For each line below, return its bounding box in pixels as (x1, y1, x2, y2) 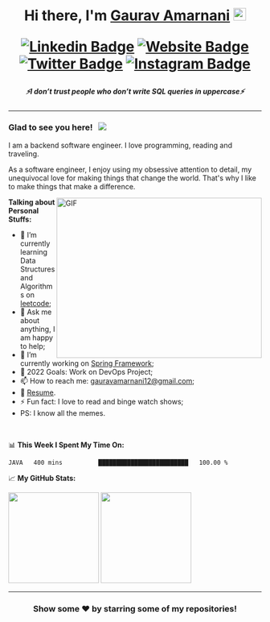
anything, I (19, 324, 55, 334)
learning (19, 247, 48, 256)
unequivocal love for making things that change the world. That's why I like (8, 172, 257, 183)
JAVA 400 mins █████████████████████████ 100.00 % (8, 458, 228, 466)
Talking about (8, 197, 55, 207)
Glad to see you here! (8, 122, 93, 133)
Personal (8, 205, 39, 215)
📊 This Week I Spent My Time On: (8, 440, 125, 450)
